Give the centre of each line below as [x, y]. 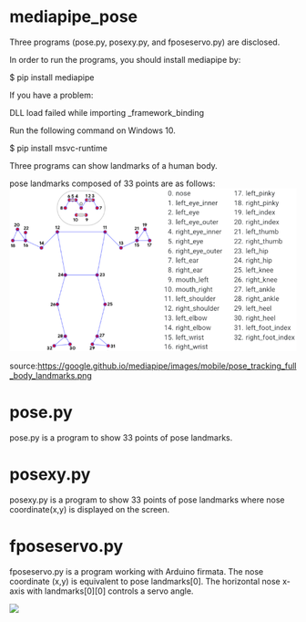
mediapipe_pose [74, 17]
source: [24, 366]
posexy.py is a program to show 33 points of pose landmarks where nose [147, 500]
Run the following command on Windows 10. [92, 130]
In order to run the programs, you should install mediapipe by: [125, 59]
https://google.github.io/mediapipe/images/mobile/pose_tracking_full [167, 366]
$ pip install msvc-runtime [58, 148]
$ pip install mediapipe [52, 77]
